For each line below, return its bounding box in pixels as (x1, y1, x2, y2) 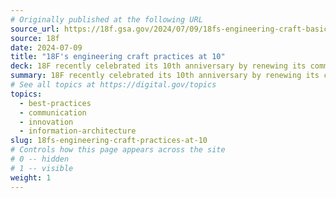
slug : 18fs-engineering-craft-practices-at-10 (10, 136, 208, 146)
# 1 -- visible (10, 163, 74, 173)
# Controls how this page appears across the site (10, 145, 226, 155)
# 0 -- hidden (10, 154, 70, 164)
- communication (19, 107, 87, 118)
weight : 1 (10, 172, 52, 183)
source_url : (10, 24, 60, 34)
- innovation (19, 117, 74, 127)
